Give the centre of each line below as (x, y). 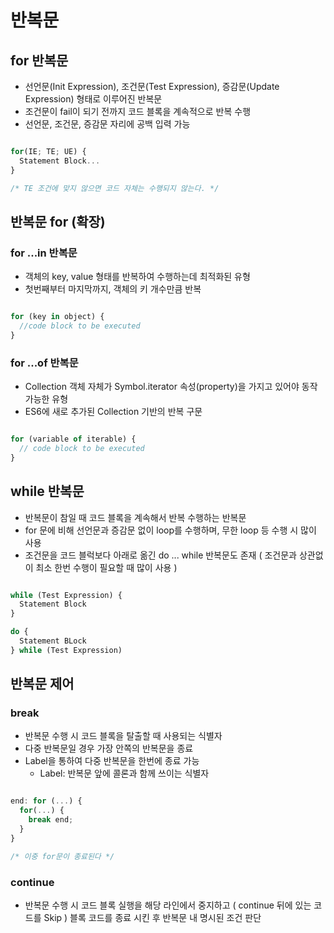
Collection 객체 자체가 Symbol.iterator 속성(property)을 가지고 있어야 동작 (171, 387)
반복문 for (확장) (58, 221)
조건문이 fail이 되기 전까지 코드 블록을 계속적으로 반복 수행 (138, 111)
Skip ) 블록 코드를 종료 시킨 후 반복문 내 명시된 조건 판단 (152, 918)
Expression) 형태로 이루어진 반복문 (93, 99)
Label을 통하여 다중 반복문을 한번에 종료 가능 (112, 761)
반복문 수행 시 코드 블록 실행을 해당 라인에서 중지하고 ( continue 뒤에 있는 (168, 905)
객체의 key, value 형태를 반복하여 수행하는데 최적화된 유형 (137, 277)
